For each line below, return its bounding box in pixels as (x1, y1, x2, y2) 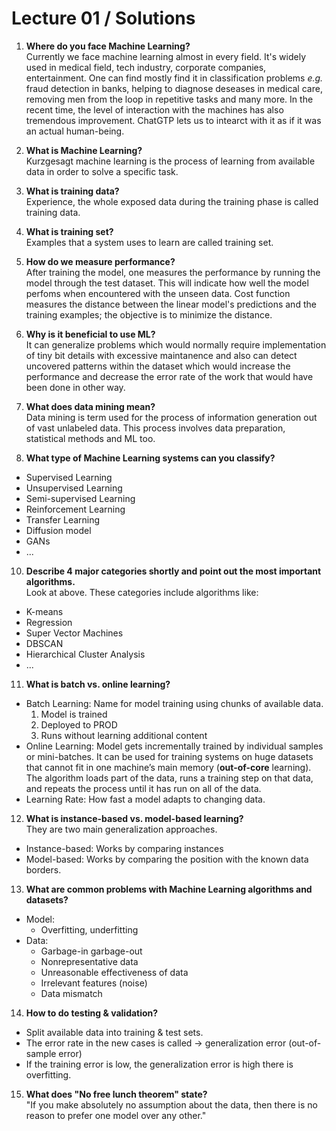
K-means (25, 605, 64, 617)
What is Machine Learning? (25, 144, 143, 156)
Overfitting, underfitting (40, 923, 139, 936)
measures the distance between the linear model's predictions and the (25, 298, 317, 310)
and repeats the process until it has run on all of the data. (25, 782, 262, 794)
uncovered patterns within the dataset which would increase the (25, 360, 291, 372)
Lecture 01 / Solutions (11, 7, 196, 30)
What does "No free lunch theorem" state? (25, 1088, 208, 1100)
